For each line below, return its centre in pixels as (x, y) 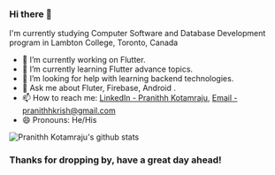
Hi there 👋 (31, 14)
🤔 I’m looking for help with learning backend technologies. (128, 79)
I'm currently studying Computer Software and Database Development (137, 34)
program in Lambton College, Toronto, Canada (94, 42)
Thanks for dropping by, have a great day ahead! (116, 160)
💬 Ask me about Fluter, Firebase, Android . (99, 88)
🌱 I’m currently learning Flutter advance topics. (107, 69)
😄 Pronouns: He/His (59, 120)
